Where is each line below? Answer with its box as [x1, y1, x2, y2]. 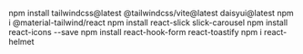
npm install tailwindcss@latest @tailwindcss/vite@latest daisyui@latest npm [8, 8, 294, 18]
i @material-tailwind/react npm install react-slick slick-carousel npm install [8, 17, 288, 28]
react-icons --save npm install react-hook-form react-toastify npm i [8, 27, 263, 37]
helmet [8, 36, 35, 47]
